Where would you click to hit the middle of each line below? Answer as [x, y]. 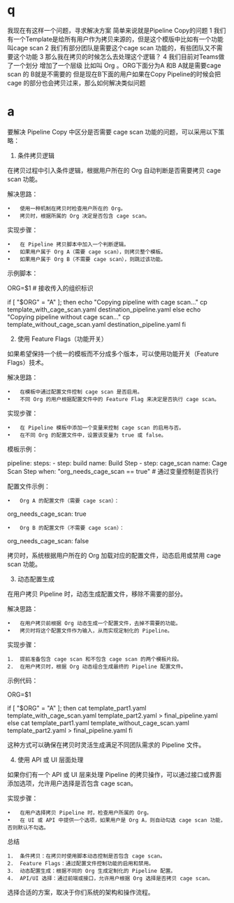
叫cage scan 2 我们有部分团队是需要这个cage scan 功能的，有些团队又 [109, 48]
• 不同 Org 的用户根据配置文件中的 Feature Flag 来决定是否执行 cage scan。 [114, 399]
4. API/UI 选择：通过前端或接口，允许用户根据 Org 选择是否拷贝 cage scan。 [110, 878]
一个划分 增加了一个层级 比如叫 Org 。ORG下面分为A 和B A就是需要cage [117, 65]
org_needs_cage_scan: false [48, 540]
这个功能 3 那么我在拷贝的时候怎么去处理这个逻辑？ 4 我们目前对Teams [116, 56]
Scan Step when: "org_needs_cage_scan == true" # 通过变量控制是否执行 [113, 471]
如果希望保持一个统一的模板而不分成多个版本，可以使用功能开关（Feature [113, 353]
